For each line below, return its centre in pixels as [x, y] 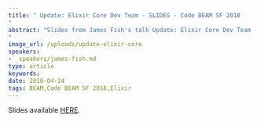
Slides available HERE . [44, 110]
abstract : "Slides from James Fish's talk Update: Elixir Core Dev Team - [133, 30]
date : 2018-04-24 [37, 81]
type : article [31, 66]
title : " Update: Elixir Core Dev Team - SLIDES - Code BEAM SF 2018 [125, 15]
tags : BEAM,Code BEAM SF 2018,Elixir [70, 88]
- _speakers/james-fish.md [52, 59]
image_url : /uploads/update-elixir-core [75, 45]
